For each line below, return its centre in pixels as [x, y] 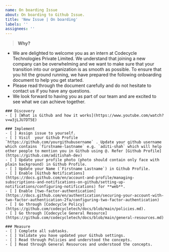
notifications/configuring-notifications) [51, 187]
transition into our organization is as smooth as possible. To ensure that [87, 70]
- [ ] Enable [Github [28, 173]
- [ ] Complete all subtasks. [37, 231]
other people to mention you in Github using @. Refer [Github [73, 151]
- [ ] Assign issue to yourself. [40, 133]
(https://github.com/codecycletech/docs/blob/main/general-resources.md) [85, 218]
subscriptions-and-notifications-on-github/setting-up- [65, 182]
